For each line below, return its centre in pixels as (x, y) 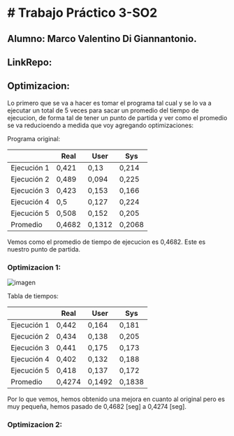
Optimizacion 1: (34, 267)
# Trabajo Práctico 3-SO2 (82, 13)
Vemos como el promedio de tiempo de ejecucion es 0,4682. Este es (107, 242)
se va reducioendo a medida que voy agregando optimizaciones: (101, 125)
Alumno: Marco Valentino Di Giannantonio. (102, 39)
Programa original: (34, 138)
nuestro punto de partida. (44, 249)
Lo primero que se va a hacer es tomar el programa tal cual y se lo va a (109, 103)
